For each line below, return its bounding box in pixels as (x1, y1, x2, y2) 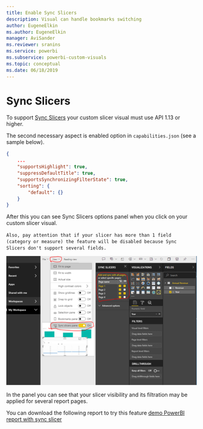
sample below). (6, 139, 45, 146)
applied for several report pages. (6, 397, 88, 405)
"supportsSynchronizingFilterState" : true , (17, 176, 129, 183)
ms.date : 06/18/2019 (6, 67, 59, 73)
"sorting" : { (17, 183, 50, 189)
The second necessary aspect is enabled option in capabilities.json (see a (6, 132, 196, 139)
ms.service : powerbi (6, 48, 59, 54)
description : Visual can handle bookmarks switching (6, 16, 142, 22)
